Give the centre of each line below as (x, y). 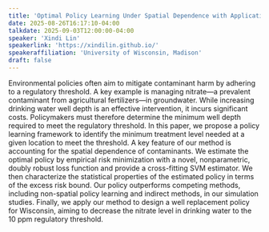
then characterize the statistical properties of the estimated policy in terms (131, 176)
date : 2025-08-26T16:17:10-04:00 (64, 23)
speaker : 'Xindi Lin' (44, 38)
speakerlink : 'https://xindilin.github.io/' (84, 46)
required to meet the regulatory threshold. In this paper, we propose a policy (134, 126)
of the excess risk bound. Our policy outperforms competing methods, (124, 185)
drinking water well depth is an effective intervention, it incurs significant (128, 108)
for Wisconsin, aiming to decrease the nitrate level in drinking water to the (130, 210)
